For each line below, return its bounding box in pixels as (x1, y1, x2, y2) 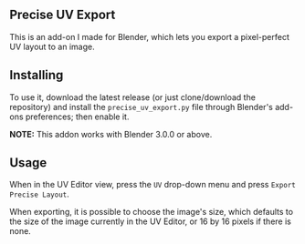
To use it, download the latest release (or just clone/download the (9, 91, 256, 103)
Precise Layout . (9, 188, 70, 199)
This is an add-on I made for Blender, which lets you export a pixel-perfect (9, 31, 289, 42)
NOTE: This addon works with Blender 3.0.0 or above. (9, 128, 213, 139)
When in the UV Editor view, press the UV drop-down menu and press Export (9, 179, 297, 190)
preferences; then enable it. (25, 111, 130, 122)
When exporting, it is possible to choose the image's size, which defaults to (9, 207, 294, 218)
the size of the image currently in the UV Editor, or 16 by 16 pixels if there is (9, 216, 292, 227)
